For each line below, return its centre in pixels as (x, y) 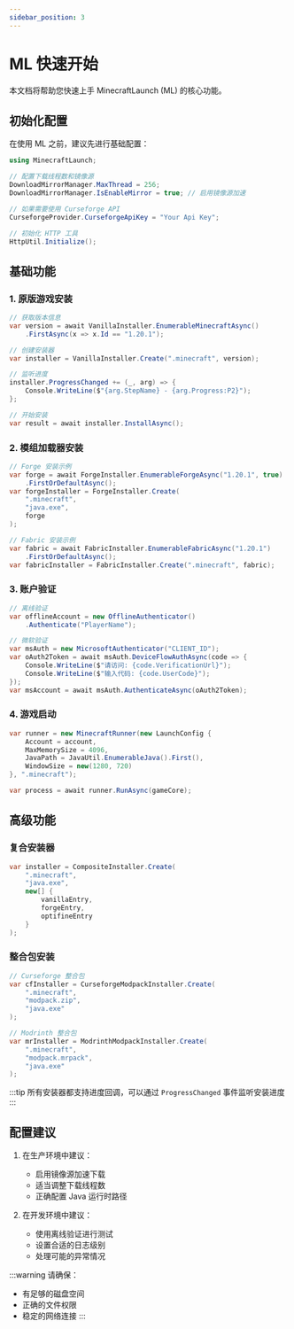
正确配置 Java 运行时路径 (81, 1196)
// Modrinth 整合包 (43, 1033)
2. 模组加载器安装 (46, 447)
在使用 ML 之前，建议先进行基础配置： (79, 144)
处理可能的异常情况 (70, 1256)
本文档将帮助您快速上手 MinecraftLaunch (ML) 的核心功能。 (118, 90)
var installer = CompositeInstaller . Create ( (93, 867)
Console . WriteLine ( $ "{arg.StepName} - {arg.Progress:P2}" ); (138, 391)
